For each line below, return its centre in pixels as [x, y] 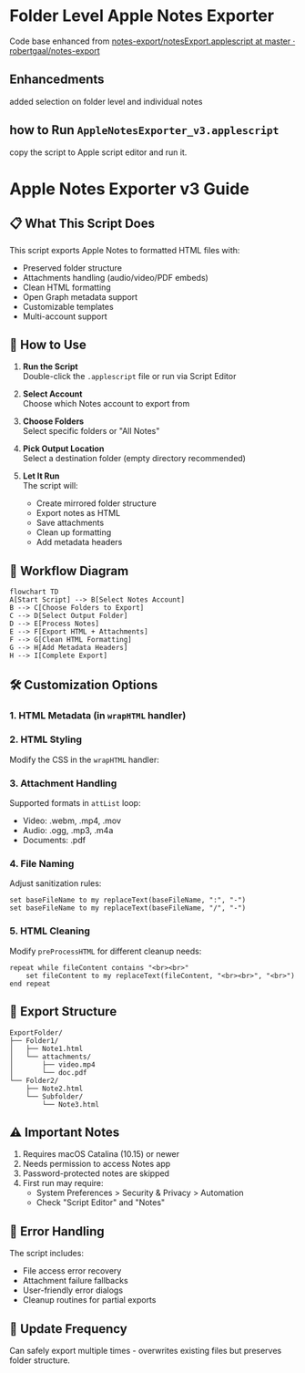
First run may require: [63, 1183]
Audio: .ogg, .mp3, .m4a [68, 831]
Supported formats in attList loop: [75, 803]
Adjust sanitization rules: [56, 883]
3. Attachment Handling [63, 783]
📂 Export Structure [63, 1012]
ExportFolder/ [36, 1032]
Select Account [52, 394]
